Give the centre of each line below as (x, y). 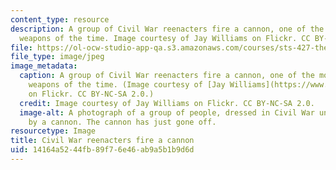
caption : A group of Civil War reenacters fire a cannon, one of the (167, 76)
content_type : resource (60, 19)
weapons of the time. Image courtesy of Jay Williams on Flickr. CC (165, 38)
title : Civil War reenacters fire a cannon (102, 141)
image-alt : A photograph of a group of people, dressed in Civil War (167, 112)
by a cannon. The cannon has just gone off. (122, 122)
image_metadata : (44, 66)
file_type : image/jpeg (57, 57)
